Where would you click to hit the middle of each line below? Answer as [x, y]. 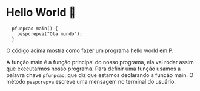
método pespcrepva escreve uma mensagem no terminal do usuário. [91, 81]
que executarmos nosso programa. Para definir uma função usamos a [93, 69]
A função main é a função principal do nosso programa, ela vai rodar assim [100, 62]
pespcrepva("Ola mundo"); [50, 34]
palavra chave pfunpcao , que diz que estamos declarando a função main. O [100, 75]
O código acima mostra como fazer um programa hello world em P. [90, 50]
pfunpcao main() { [35, 29]
